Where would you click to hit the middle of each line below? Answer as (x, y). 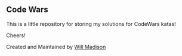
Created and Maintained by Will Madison (56, 47)
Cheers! (16, 35)
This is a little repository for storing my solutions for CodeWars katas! (91, 24)
